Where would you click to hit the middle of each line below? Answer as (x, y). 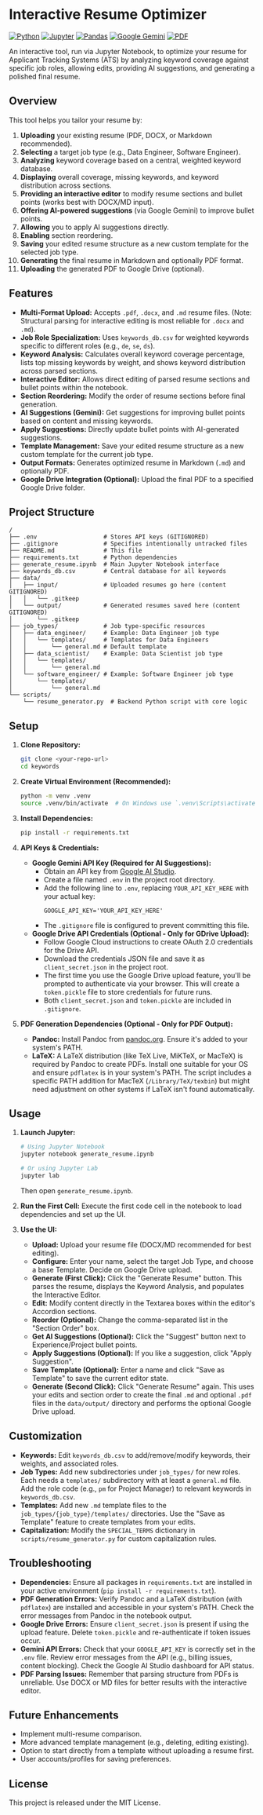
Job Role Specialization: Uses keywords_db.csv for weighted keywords (135, 337)
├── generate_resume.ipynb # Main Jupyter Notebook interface (114, 564)
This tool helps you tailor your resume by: (76, 120)
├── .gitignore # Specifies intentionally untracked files (128, 544)
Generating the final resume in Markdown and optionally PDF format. (131, 260)
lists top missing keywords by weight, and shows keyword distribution (133, 362)
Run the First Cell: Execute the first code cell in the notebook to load (131, 1206)
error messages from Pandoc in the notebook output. (106, 1616)
